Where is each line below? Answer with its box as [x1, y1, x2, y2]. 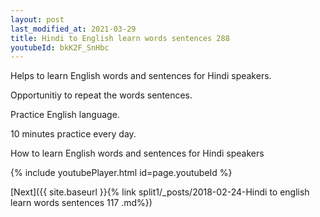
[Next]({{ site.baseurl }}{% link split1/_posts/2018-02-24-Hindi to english [10, 186, 310, 198]
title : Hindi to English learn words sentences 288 [10, 33, 230, 43]
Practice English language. [10, 109, 120, 121]
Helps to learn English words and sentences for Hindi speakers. [10, 70, 272, 82]
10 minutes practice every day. [10, 128, 137, 140]
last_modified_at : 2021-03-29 [10, 24, 137, 34]
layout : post [10, 14, 65, 25]
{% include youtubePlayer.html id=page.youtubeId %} [10, 167, 233, 179]
